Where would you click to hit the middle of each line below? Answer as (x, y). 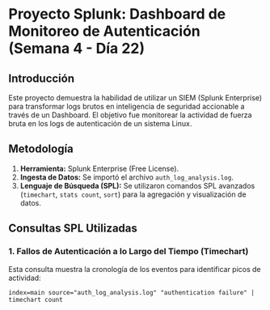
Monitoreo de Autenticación (104, 31)
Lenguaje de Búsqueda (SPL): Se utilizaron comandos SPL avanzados (137, 185)
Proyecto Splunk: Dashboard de (117, 14)
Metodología (41, 149)
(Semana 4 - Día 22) (77, 49)
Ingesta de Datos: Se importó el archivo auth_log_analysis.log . (127, 177)
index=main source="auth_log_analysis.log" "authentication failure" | (131, 292)
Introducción (42, 78)
